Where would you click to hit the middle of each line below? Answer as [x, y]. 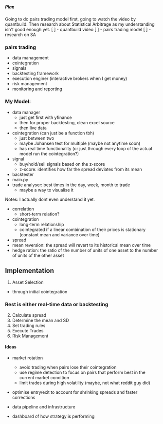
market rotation [27, 358]
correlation [23, 209]
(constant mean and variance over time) [59, 234]
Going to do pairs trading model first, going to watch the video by [71, 19]
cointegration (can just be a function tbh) [53, 133]
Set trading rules [29, 325]
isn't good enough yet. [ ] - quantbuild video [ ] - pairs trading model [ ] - [78, 29]
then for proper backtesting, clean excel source [67, 122]
